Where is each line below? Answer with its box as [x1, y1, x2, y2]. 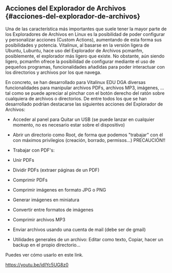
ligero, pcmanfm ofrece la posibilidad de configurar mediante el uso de [5, 58, 155, 65]
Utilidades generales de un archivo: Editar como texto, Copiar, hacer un [12, 236, 164, 242]
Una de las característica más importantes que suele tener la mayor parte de [5, 26, 167, 32]
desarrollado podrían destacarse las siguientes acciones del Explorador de [5, 101, 163, 107]
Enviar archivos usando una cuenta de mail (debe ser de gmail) [12, 226, 146, 233]
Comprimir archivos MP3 [12, 216, 66, 222]
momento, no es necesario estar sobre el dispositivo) [12, 121, 125, 128]
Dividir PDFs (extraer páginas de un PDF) [12, 166, 100, 173]
